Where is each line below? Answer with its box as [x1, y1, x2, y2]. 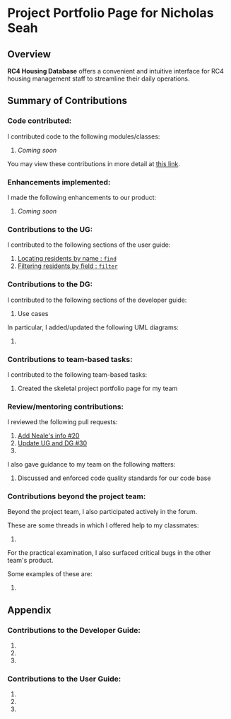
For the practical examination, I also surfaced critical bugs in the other [7, 549, 211, 557]
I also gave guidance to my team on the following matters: [7, 460, 176, 469]
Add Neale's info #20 [17, 431, 80, 440]
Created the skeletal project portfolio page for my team [17, 384, 178, 392]
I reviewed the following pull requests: [7, 418, 118, 426]
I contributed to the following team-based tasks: [7, 370, 148, 379]
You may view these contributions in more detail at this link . [7, 159, 180, 168]
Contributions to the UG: [7, 224, 93, 234]
